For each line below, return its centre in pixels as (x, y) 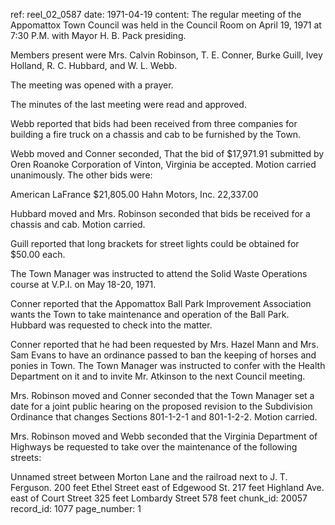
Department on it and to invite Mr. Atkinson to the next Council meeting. (158, 376)
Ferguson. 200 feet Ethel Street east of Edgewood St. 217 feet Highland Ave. (167, 487)
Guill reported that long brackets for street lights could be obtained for (155, 243)
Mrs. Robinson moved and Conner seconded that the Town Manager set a (162, 395)
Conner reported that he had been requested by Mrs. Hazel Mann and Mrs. (165, 344)
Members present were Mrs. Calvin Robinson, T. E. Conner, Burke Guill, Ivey (166, 55)
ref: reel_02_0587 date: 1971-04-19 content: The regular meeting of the (156, 14)
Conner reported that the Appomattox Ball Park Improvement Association (161, 303)
